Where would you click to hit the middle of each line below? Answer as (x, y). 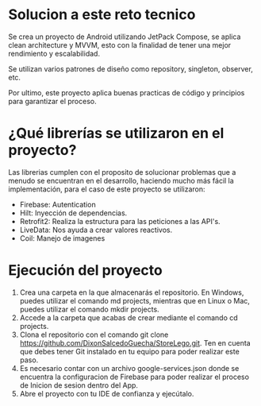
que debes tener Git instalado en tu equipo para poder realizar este (129, 351)
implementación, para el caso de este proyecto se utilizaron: (107, 189)
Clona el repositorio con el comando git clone (94, 334)
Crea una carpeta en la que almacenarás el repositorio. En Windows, (132, 292)
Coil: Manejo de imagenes (62, 238)
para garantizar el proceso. (52, 101)
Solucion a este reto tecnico (102, 15)
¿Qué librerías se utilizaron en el (116, 133)
